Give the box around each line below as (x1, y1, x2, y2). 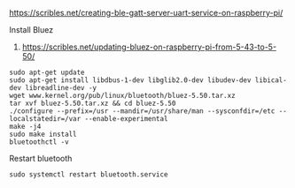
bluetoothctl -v (9, 138, 69, 147)
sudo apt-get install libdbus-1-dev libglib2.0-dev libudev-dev (9, 76, 252, 85)
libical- (254, 76, 288, 85)
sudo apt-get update (9, 68, 86, 77)
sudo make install (9, 130, 77, 139)
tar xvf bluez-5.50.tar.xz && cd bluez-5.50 (9, 99, 176, 108)
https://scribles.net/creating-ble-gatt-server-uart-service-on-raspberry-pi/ (9, 8, 283, 18)
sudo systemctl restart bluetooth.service (9, 170, 168, 179)
